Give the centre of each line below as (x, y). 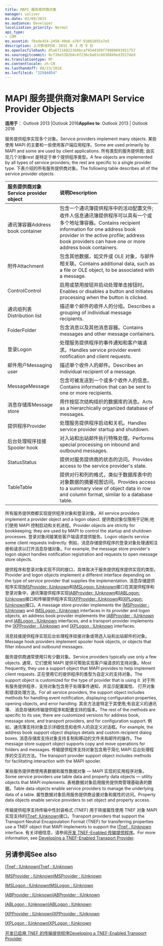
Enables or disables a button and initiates (106, 291)
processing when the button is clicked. (104, 297)
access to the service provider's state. (103, 466)
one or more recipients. (86, 393)
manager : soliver (23, 14)
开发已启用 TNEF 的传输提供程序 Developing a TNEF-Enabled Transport (76, 933)
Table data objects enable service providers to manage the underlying (84, 788)
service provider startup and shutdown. (105, 429)
